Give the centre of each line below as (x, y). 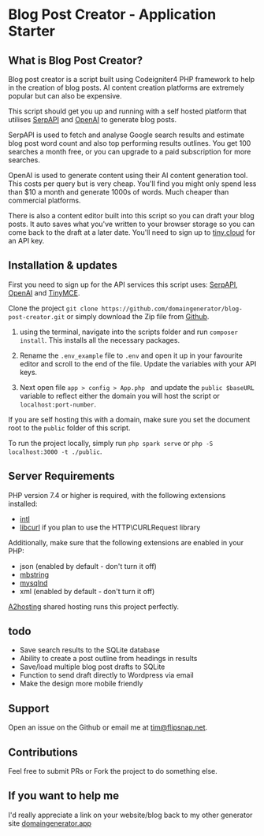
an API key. (26, 241)
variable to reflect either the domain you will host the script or (120, 396)
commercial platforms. (45, 200)
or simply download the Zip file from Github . (138, 316)
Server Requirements (62, 476)
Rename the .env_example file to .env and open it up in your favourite (131, 355)
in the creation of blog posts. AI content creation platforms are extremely (126, 87)
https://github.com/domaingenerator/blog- (172, 309)
